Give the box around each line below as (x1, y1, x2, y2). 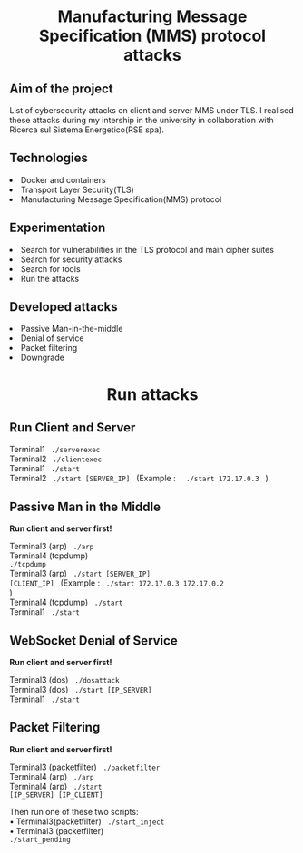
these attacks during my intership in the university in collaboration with (9, 115, 274, 125)
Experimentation (9, 220, 106, 236)
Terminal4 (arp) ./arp (9, 771, 94, 781)
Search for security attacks (21, 254, 122, 265)
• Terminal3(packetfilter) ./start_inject (9, 816, 165, 827)
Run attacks (106, 383, 199, 404)
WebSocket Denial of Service (9, 633, 179, 648)
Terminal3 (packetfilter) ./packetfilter (9, 761, 161, 772)
